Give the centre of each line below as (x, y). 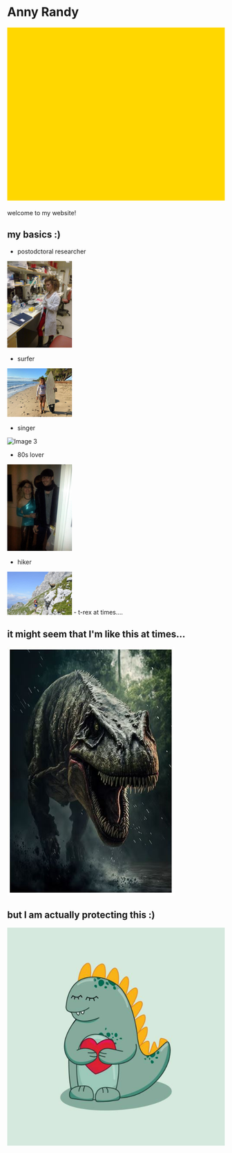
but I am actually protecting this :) (81, 915)
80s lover (31, 455)
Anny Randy (43, 12)
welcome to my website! (42, 212)
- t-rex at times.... (98, 612)
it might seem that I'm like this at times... (96, 634)
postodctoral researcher (51, 251)
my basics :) (34, 235)
